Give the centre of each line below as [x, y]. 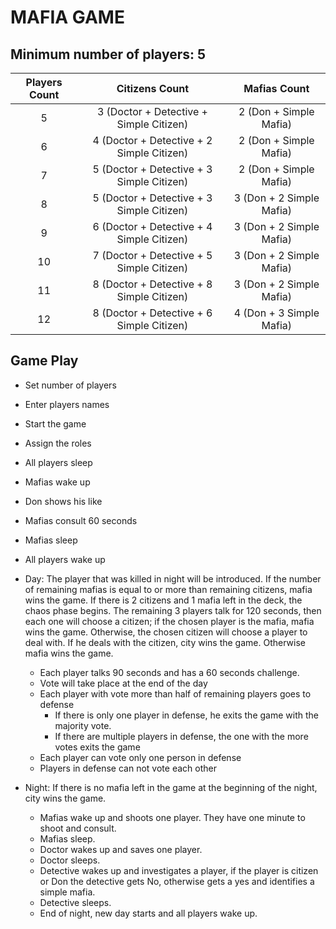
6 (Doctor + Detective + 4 [152, 226]
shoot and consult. [78, 828]
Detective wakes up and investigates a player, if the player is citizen [179, 870]
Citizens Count [153, 88]
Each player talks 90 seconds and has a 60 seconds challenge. [169, 672]
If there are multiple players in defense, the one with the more [181, 736]
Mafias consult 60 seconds [81, 520]
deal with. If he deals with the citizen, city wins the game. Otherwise [165, 642]
